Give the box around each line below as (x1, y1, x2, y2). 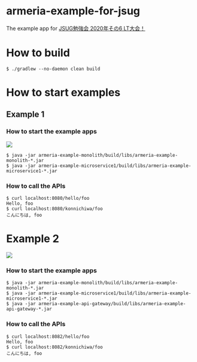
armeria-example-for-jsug (6, 4, 141, 18)
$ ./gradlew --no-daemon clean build (6, 66, 101, 72)
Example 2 (6, 232, 60, 246)
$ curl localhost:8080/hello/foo (6, 196, 90, 202)
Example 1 (6, 109, 45, 120)
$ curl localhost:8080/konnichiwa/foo (6, 206, 103, 212)
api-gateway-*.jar (6, 306, 52, 312)
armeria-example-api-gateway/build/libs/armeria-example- (38, 301, 186, 307)
